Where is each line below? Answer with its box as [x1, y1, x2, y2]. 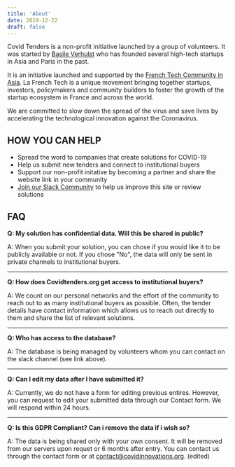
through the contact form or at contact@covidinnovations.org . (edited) [7, 452, 211, 460]
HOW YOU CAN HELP [7, 134, 101, 146]
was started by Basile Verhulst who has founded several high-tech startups [7, 50, 225, 58]
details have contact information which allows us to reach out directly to [7, 306, 215, 314]
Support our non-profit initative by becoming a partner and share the [17, 168, 216, 176]
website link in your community [17, 176, 108, 184]
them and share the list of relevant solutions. [7, 314, 136, 322]
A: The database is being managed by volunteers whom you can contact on [7, 347, 225, 356]
